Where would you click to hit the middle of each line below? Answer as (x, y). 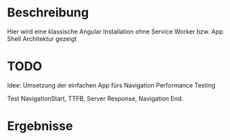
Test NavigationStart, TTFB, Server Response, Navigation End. (95, 98)
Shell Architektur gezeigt (42, 38)
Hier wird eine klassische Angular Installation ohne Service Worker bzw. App (115, 31)
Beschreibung (48, 13)
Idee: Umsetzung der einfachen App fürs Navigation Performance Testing (111, 85)
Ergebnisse (40, 126)
